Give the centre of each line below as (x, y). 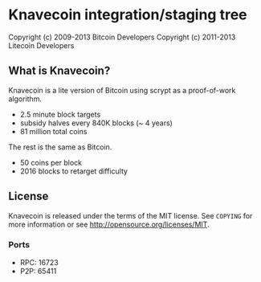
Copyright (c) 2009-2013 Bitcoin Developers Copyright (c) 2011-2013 (122, 37)
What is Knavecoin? (59, 71)
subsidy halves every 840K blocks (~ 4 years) (96, 123)
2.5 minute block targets (60, 114)
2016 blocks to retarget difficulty (74, 171)
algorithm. (25, 99)
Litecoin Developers (41, 45)
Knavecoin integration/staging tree (128, 15)
